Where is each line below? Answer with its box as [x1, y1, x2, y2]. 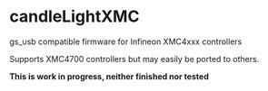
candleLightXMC [9, 6, 140, 27]
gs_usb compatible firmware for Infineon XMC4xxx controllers [9, 36, 243, 47]
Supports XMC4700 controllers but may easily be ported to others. [9, 53, 260, 64]
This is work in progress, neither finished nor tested [9, 70, 209, 82]
